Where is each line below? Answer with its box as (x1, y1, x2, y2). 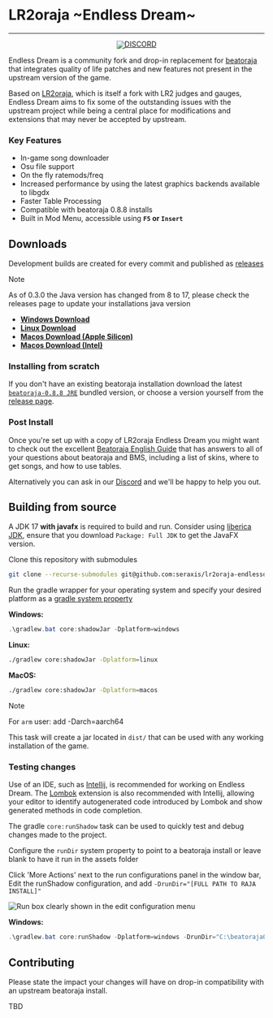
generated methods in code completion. (8, 806, 143, 816)
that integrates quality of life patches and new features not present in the (8, 63, 253, 74)
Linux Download (19, 323, 76, 333)
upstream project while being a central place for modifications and (8, 106, 232, 115)
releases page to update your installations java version (8, 299, 191, 309)
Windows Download (19, 314, 90, 324)
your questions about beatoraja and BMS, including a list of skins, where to (8, 453, 259, 462)
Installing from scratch (8, 360, 100, 371)
